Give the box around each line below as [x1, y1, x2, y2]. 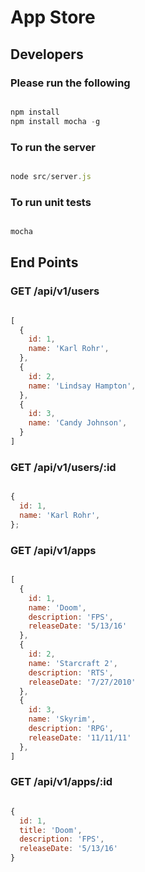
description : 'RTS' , [28, 667, 114, 678]
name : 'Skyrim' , [28, 714, 97, 725]
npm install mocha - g [10, 116, 101, 126]
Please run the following [10, 76, 131, 90]
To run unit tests [10, 195, 92, 209]
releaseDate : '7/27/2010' [28, 677, 137, 687]
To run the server [10, 140, 97, 154]
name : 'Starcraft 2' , [28, 658, 118, 668]
